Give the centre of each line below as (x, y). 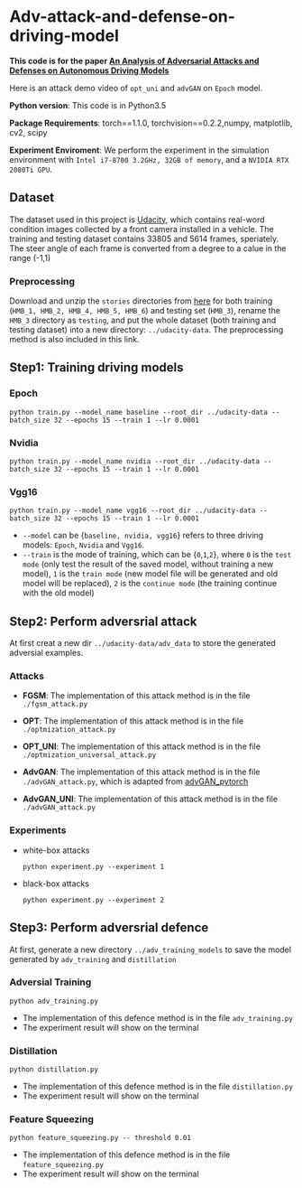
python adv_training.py (54, 1001)
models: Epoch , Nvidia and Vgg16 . (83, 545)
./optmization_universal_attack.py (89, 755)
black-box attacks (56, 884)
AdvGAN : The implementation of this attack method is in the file (141, 772)
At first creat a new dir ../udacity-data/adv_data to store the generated (143, 643)
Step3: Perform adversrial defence (109, 928)
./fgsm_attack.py (55, 705)
